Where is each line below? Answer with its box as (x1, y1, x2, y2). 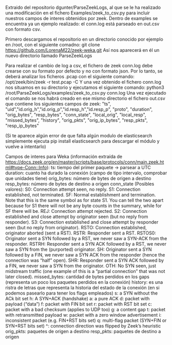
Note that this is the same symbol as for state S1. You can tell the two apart (5, 197, 164, 203)
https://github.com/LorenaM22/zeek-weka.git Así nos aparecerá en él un (5, 47, 160, 53)
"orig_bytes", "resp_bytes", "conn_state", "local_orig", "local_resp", (5, 112, 146, 118)
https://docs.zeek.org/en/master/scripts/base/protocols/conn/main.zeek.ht (5, 159, 164, 165)
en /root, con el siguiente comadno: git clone (5, 42, 100, 48)
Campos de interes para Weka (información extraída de (5, 154, 122, 159)
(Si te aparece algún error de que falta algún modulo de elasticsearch (5, 133, 152, 138)
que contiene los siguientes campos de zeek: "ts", (5, 101, 111, 107)
